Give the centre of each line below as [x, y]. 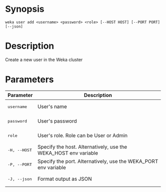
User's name [52, 107]
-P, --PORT [20, 164]
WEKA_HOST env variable [68, 153]
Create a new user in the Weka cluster [44, 60]
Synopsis [25, 9]
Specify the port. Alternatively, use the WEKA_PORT [98, 161]
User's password [57, 121]
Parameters [30, 80]
